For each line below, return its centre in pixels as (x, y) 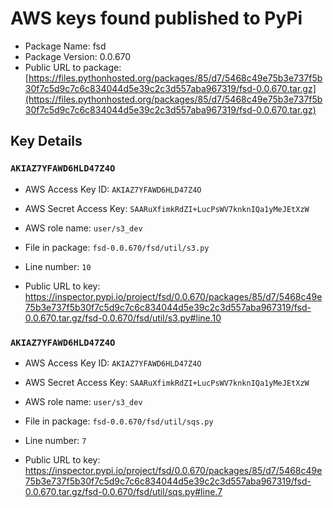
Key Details (46, 141)
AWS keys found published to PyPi (156, 18)
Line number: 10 (58, 266)
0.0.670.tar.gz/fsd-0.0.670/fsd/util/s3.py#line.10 (123, 318)
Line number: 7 (55, 440)
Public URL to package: (73, 67)
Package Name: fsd (65, 46)
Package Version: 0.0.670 (78, 56)
